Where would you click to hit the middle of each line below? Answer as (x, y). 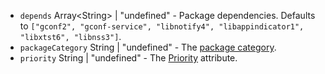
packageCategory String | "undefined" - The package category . (148, 47)
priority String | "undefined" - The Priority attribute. (128, 58)
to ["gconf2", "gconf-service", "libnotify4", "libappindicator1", (162, 26)
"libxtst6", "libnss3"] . (70, 36)
